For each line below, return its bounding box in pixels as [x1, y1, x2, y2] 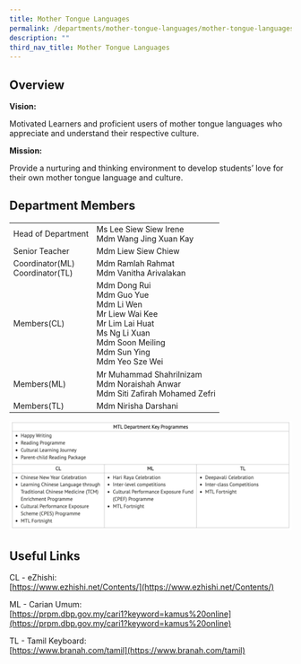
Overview [9, 77, 65, 92]
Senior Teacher [13, 245, 70, 256]
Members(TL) [13, 400, 64, 411]
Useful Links [9, 548, 81, 564]
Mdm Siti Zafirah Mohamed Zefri [96, 388, 217, 398]
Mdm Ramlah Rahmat [96, 258, 175, 269]
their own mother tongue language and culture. [9, 172, 184, 183]
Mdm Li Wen [96, 299, 143, 310]
